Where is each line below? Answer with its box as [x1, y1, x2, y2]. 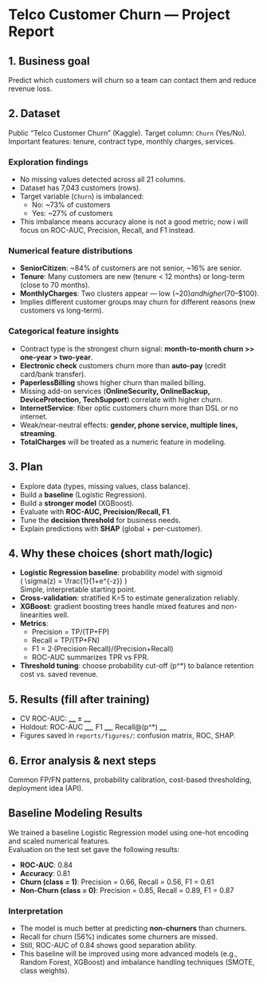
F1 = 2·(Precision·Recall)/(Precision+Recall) [31, 644, 174, 654]
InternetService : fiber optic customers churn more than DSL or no [19, 403, 239, 412]
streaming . [19, 428, 57, 438]
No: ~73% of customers [31, 200, 111, 210]
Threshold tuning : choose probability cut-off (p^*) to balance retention [19, 661, 254, 670]
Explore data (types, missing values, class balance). [19, 481, 190, 491]
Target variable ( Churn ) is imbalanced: [19, 191, 144, 201]
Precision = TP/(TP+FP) [31, 627, 110, 637]
